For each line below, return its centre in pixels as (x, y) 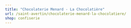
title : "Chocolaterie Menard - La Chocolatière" (55, 9)
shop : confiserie (22, 18)
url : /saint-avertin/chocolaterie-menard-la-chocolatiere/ (66, 14)
